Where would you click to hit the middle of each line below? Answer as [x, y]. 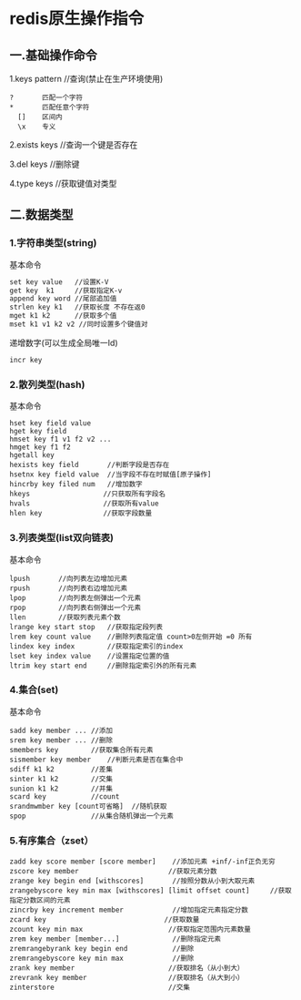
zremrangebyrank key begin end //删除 [102, 949]
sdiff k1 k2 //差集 [61, 769]
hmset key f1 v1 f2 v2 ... [60, 439]
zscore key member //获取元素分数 [113, 872]
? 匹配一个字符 [46, 97]
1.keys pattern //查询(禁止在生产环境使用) [86, 79]
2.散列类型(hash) [47, 384]
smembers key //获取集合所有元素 [81, 750]
